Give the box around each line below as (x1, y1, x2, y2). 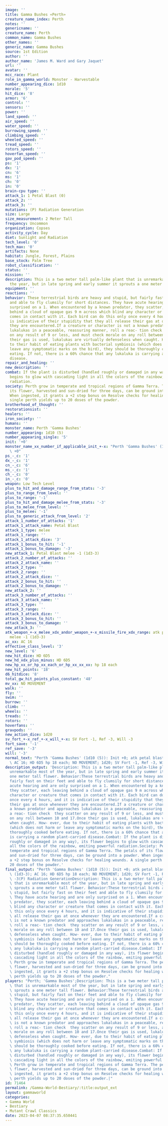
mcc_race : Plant (5, 72, 39, 77)
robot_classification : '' (5, 263, 59, 268)
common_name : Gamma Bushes (5, 35, 61, 40)
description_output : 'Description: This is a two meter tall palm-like (5, 765, 157, 770)
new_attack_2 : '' (5, 588, 41, 593)
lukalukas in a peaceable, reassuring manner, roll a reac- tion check (9, 328, 162, 333)
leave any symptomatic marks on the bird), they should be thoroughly (9, 346, 160, 351)
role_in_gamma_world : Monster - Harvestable (5, 77, 99, 82)
